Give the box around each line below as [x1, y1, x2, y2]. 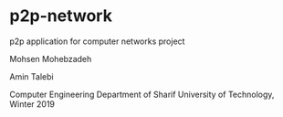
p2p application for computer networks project [9, 36, 185, 47]
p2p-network [9, 5, 112, 27]
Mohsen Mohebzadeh [9, 53, 92, 64]
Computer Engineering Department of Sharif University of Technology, [9, 89, 275, 100]
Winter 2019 [9, 98, 56, 110]
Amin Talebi [9, 70, 54, 82]
